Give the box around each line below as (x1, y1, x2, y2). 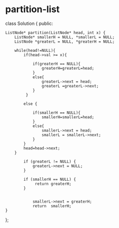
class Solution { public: (5, 20, 53, 26)
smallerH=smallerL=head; (41, 114, 95, 120)
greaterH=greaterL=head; (41, 66, 95, 71)
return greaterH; (35, 181, 72, 186)
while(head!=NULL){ (14, 48, 56, 53)
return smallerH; (32, 203, 72, 209)
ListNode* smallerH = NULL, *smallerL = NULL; (14, 35, 115, 40)
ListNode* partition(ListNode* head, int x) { (5, 30, 106, 35)
